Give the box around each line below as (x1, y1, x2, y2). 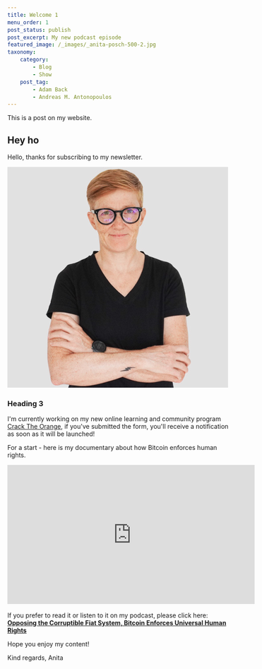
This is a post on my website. (7, 114, 93, 122)
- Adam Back (32, 85, 69, 93)
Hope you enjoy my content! (7, 640, 90, 649)
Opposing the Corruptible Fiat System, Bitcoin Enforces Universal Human (7, 619, 227, 627)
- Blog (32, 64, 52, 71)
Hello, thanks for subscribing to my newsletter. (7, 153, 143, 162)
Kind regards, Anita (7, 653, 64, 662)
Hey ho (7, 134, 40, 146)
